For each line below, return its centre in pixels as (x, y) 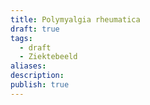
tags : (21, 38)
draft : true (35, 29)
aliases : (28, 66)
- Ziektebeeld (48, 57)
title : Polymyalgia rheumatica (75, 19)
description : (37, 76)
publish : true (40, 85)
